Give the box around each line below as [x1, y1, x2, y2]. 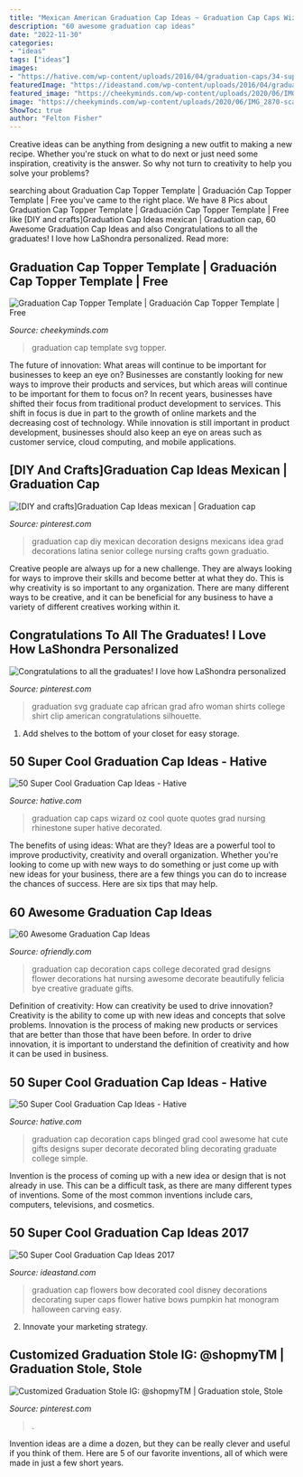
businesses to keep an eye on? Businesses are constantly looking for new [9, 369, 284, 380]
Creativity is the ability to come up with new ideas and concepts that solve [9, 1010, 286, 1021]
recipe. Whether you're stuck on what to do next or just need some [9, 148, 259, 159]
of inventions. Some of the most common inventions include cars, [9, 1190, 253, 1200]
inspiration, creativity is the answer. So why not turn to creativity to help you [9, 158, 292, 169]
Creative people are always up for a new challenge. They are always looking [9, 562, 293, 574]
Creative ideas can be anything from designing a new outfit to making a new [9, 139, 293, 150]
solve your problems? [9, 168, 90, 179]
